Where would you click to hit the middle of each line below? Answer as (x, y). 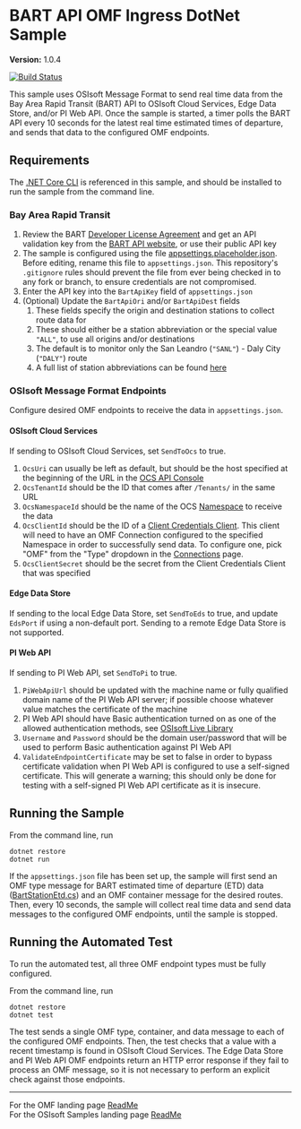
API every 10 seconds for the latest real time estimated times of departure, (146, 123)
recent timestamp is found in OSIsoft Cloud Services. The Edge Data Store (146, 1050)
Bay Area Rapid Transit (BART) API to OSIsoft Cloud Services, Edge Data (143, 103)
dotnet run (30, 859)
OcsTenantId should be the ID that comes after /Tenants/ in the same (149, 487)
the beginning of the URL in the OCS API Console (113, 478)
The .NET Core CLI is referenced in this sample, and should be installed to (146, 182)
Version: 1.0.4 (35, 59)
